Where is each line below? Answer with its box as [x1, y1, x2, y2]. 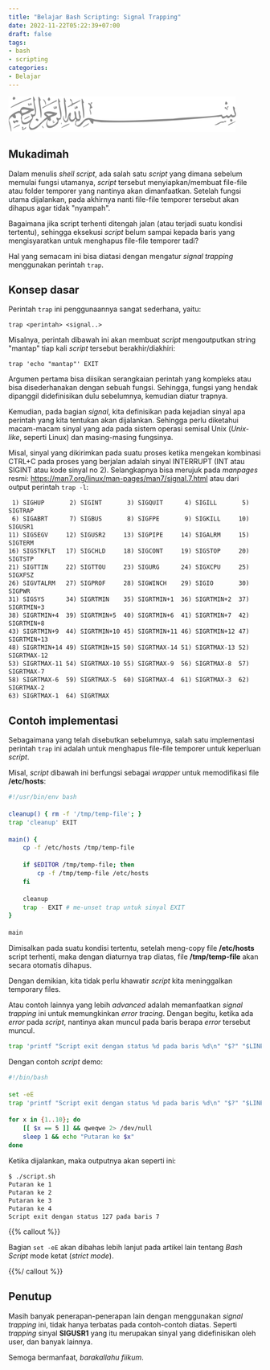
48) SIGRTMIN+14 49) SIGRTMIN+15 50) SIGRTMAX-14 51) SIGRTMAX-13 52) [8, 644, 250, 652]
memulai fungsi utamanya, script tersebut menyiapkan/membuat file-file [8, 177, 247, 187]
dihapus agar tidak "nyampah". [8, 203, 111, 212]
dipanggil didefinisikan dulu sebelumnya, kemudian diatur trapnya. [8, 391, 228, 401]
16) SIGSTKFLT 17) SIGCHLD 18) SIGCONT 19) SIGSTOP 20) [8, 547, 250, 555]
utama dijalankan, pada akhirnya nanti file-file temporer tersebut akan [8, 194, 239, 204]
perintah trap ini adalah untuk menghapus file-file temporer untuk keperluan [8, 744, 261, 754]
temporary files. [8, 985, 61, 994]
